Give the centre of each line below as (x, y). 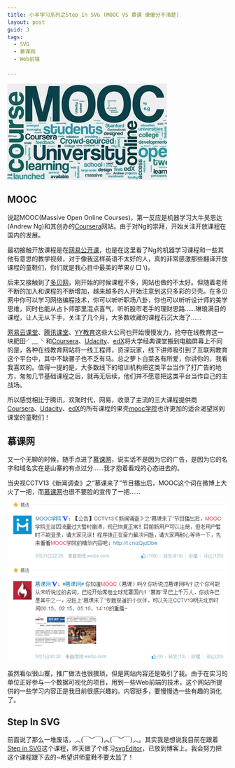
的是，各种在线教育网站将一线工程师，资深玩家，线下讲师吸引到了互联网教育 (117, 350)
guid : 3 (19, 29)
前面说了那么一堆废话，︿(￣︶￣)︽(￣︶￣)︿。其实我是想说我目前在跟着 (113, 740)
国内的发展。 (26, 235)
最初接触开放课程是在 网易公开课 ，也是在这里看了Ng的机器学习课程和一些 (113, 249)
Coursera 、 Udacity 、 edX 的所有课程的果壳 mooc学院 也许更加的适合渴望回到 (116, 408)
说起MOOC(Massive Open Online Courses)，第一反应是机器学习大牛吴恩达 (115, 217)
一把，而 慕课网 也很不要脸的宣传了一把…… (80, 492)
